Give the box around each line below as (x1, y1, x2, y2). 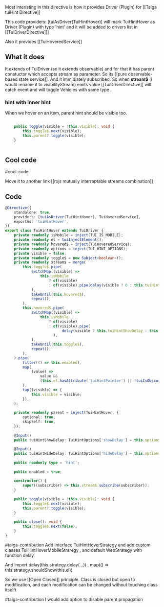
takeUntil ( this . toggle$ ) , (31, 342, 84, 347)
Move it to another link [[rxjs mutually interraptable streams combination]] (5, 178, 153, 184)
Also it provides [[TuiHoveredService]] (5, 39, 82, 45)
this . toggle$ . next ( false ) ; (22, 524, 78, 529)
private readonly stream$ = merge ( (14, 260, 86, 265)
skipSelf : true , (22, 420, 56, 424)
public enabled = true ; (14, 469, 62, 474)
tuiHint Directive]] (5, 9, 41, 15)
